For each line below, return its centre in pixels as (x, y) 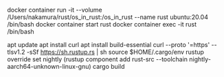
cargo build (109, 66)
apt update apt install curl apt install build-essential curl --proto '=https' (109, 45)
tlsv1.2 (16, 52)
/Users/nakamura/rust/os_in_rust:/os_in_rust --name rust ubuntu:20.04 (108, 17)
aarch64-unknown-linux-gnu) (49, 66)
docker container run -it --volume (55, 10)
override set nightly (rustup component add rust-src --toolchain (97, 59)
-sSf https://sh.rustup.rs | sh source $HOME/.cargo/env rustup (115, 52)
